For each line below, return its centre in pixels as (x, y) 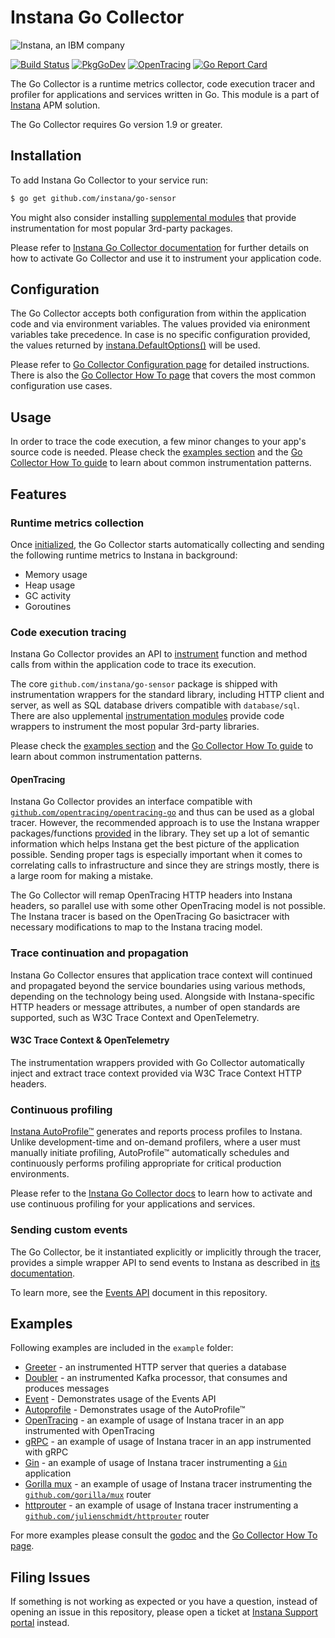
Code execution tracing (68, 632)
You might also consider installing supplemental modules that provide (153, 217)
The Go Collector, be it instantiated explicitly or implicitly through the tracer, (166, 1252)
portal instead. (40, 1623)
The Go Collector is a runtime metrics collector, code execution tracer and (163, 83)
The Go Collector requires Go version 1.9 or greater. (116, 124)
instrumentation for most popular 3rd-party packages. (121, 228)
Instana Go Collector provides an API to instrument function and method (159, 654)
